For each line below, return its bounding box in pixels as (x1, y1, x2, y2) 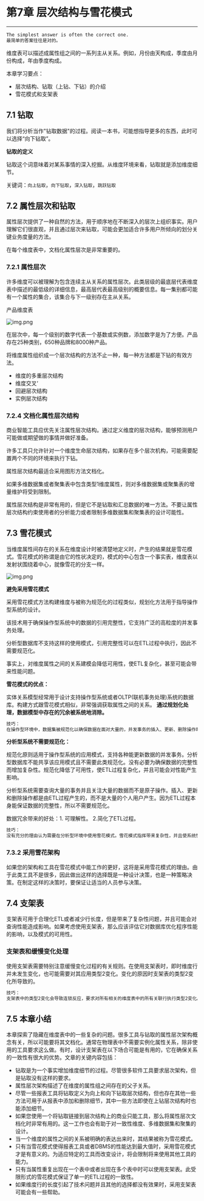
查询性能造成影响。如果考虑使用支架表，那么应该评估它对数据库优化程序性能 (6, 923, 198, 930)
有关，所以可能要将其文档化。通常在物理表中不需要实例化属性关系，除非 (11, 1038, 192, 1046)
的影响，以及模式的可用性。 (6, 931, 76, 938)
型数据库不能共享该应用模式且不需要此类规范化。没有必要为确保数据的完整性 (6, 758, 198, 766)
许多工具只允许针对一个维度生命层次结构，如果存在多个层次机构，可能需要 (6, 447, 192, 454)
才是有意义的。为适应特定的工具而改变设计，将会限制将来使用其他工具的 (15, 1150, 196, 1158)
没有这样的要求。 (31, 1074, 74, 1082)
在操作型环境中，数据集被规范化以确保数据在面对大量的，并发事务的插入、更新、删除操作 (6, 726, 196, 732)
